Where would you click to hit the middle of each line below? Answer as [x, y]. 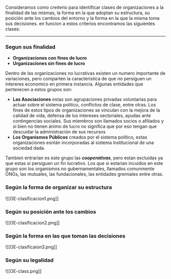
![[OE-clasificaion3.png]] [31, 247]
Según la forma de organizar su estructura [59, 187]
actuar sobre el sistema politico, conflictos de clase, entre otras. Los [84, 105]
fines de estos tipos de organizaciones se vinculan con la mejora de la [86, 110]
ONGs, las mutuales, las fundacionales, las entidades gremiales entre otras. [84, 174]
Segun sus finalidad [31, 47]
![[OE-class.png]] [23, 271]
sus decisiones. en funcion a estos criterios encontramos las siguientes [80, 23]
